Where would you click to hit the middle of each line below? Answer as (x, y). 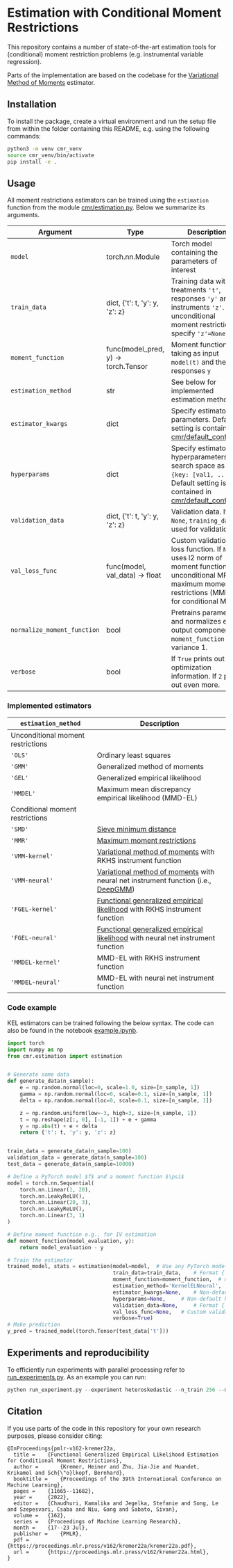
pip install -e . (32, 161)
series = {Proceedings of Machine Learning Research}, (97, 1521)
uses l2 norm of (197, 558)
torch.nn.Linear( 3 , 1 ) (52, 1216)
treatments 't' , (196, 290)
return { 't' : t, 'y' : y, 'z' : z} (68, 1132)
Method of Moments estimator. (51, 82)
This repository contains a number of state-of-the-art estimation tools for (112, 47)
